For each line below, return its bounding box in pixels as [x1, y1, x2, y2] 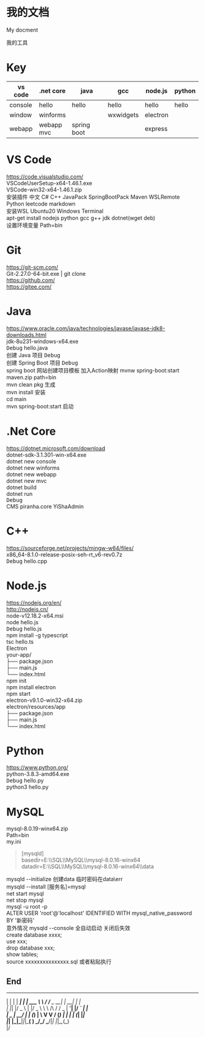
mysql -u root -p [6, 903, 48, 910]
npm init [6, 677, 27, 684]
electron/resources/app [6, 703, 66, 710]
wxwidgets [107, 111, 139, 119]
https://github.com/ [6, 276, 55, 284]
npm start [6, 690, 31, 697]
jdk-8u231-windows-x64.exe [6, 338, 79, 345]
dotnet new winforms [6, 464, 60, 471]
